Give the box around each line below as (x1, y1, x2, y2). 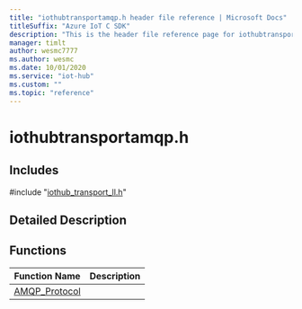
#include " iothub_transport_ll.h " (9, 186, 128, 198)
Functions (9, 243, 67, 259)
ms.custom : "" (9, 80, 63, 89)
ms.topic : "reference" (9, 88, 94, 97)
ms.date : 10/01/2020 (9, 64, 87, 73)
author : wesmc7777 (9, 47, 78, 56)
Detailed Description (9, 212, 128, 227)
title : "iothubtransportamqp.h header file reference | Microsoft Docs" (9, 13, 288, 22)
